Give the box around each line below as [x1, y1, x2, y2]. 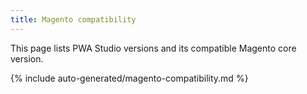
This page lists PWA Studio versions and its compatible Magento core [10, 42, 297, 54]
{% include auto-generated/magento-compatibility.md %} [10, 72, 249, 84]
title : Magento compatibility [10, 14, 137, 25]
